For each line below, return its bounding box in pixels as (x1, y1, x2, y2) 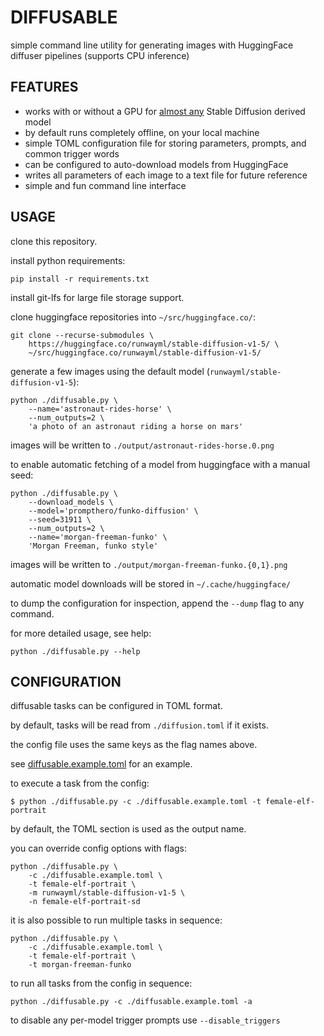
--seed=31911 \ (28, 514, 92, 525)
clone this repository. (10, 235, 98, 247)
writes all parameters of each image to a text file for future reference (24, 169, 308, 181)
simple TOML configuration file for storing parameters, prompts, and (24, 137, 307, 149)
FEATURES (10, 79, 79, 96)
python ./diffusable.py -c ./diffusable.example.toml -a (10, 997, 253, 1007)
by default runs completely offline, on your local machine (24, 126, 260, 138)
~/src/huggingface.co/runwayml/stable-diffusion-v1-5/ (28, 347, 262, 358)
